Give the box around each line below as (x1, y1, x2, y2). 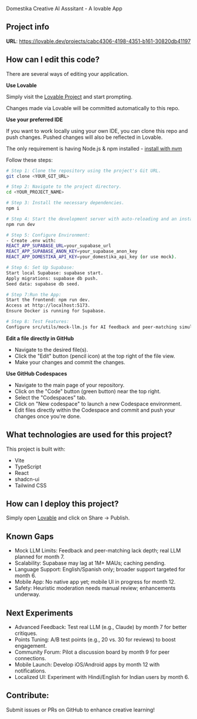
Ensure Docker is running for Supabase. (6, 308, 107, 314)
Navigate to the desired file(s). (14, 346, 88, 353)
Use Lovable (6, 82, 37, 89)
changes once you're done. (14, 412, 81, 420)
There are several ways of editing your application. (6, 70, 129, 77)
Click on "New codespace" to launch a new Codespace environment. (14, 400, 182, 407)
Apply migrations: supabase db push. (6, 275, 98, 281)
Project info (6, 22, 50, 32)
